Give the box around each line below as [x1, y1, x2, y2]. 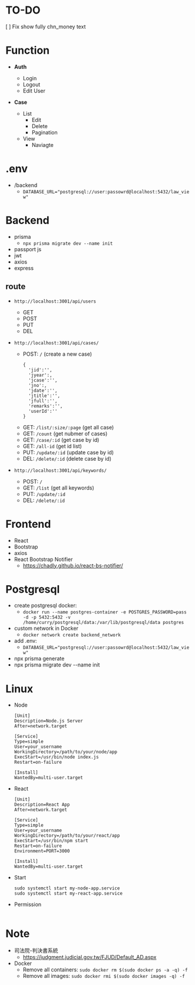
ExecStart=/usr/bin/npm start [14, 838, 89, 844]
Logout [22, 81, 41, 88]
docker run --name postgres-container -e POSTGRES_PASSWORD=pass [22, 609, 187, 615]
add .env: [14, 638, 37, 645]
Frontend [5, 517, 51, 531]
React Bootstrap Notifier [14, 556, 73, 563]
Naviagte [31, 141, 54, 148]
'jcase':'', [28, 377, 58, 383]
